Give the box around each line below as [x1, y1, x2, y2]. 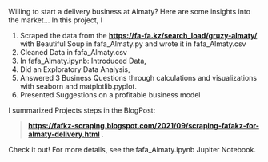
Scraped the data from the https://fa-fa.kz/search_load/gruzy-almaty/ [19, 31, 258, 40]
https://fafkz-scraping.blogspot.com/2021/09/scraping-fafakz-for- [27, 121, 260, 130]
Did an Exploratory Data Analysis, [19, 65, 130, 74]
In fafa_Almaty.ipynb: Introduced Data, [19, 56, 146, 65]
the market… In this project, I [8, 15, 103, 25]
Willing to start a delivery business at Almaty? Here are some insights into [8, 7, 250, 16]
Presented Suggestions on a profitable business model [19, 90, 201, 99]
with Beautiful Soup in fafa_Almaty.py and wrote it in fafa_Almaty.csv [19, 39, 246, 49]
